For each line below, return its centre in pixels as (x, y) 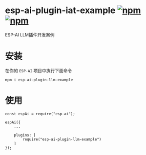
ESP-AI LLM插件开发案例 (30, 34)
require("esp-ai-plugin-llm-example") (62, 139)
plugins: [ (25, 135)
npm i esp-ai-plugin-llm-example (39, 80)
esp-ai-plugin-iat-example (60, 10)
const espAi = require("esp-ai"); (40, 114)
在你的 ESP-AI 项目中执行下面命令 (39, 70)
